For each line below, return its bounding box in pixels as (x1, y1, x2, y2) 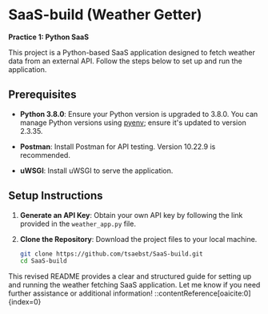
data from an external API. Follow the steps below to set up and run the (8, 56, 242, 66)
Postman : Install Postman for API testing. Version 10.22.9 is (19, 142, 216, 151)
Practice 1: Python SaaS (8, 32, 90, 42)
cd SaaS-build (19, 257, 67, 265)
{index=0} (8, 297, 42, 307)
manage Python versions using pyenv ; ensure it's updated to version (19, 118, 246, 127)
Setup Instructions (8, 189, 103, 203)
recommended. (19, 150, 70, 159)
